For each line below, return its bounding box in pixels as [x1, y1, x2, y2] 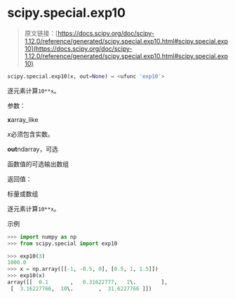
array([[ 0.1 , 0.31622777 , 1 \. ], [7, 279, 168, 286]
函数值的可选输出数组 [7, 159, 69, 168]
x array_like [7, 115, 39, 124]
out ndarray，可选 [7, 145, 58, 153]
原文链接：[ [24, 29, 58, 37]
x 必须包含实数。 [7, 130, 54, 138]
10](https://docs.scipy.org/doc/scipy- [24, 44, 133, 53]
